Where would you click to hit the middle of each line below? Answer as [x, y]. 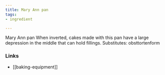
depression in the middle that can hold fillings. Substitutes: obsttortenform [83, 43]
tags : [11, 14]
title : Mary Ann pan [27, 10]
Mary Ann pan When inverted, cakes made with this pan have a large [77, 37]
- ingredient [19, 19]
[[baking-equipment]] [35, 67]
